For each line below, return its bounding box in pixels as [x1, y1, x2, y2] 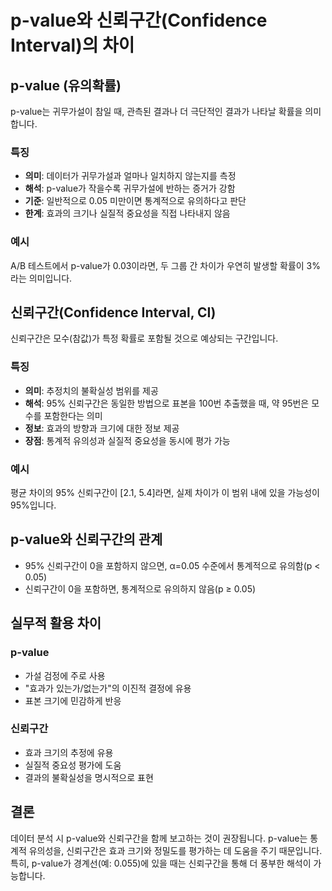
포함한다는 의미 [43, 409, 103, 421]
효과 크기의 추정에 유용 [24, 746, 114, 758]
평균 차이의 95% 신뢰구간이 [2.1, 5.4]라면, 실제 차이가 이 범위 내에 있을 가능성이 [10, 487, 320, 498]
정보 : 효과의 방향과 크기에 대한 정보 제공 [24, 422, 180, 434]
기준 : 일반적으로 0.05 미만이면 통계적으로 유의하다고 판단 [24, 195, 247, 207]
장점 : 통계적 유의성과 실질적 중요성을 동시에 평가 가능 [24, 434, 231, 446]
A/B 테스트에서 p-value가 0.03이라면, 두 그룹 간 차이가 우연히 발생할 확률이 [10, 259, 305, 271]
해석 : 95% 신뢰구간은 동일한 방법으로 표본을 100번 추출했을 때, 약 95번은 [24, 397, 310, 409]
